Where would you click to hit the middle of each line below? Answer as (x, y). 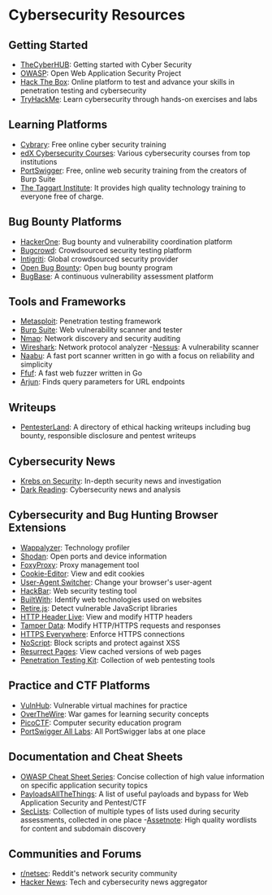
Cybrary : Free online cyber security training (93, 144)
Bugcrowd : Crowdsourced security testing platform (106, 250)
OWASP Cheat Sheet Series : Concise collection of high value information (142, 776)
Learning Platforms (58, 125)
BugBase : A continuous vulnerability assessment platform (117, 276)
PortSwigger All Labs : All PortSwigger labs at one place (112, 731)
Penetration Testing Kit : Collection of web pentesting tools (117, 660)
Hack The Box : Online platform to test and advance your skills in (127, 82)
